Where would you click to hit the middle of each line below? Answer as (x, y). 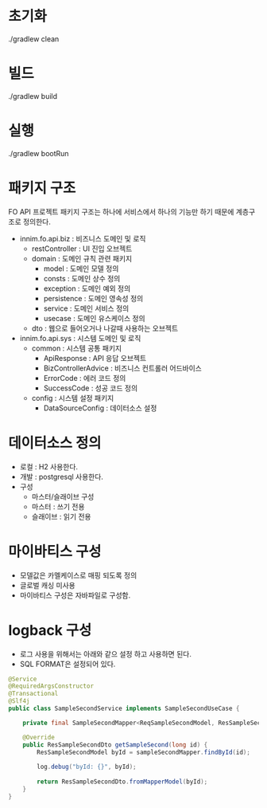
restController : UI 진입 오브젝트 (82, 249)
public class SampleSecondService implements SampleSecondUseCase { (124, 709)
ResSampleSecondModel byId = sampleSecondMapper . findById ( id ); (143, 752)
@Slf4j (19, 701)
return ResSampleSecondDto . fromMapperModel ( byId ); (122, 782)
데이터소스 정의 (55, 443)
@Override (39, 737)
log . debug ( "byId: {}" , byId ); (87, 767)
